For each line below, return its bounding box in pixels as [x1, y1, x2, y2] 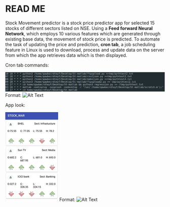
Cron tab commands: [5, 62, 49, 68]
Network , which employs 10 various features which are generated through [5, 30, 161, 37]
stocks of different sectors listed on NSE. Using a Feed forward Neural [5, 25, 153, 31]
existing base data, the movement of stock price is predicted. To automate [5, 36, 160, 42]
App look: [5, 102, 25, 108]
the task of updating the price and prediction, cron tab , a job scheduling [5, 41, 156, 47]
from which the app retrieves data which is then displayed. [5, 52, 127, 58]
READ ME [5, 3, 46, 15]
